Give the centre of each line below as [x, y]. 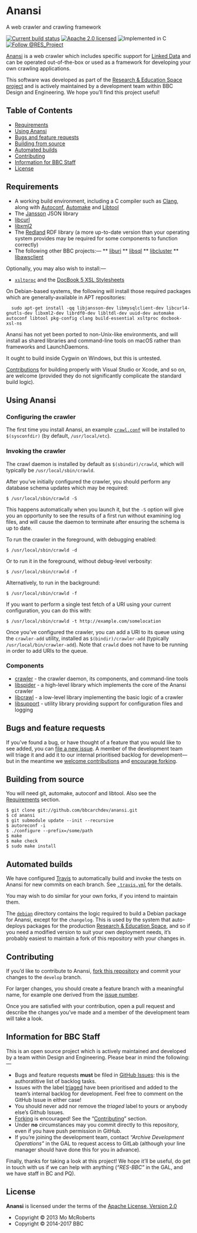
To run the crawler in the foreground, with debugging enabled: [81, 539]
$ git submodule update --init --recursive [60, 821]
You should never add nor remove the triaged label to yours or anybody [101, 1106]
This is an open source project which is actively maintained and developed [96, 1051]
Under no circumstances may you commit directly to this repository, [96, 1125]
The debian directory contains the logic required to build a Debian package [96, 914]
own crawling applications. [38, 68]
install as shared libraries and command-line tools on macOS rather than [93, 340]
